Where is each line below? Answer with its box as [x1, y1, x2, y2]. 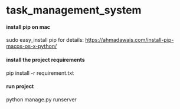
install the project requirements [6, 56, 86, 63]
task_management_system [6, 4, 142, 17]
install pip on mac [6, 23, 51, 30]
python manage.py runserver [6, 95, 77, 103]
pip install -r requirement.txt [6, 69, 74, 77]
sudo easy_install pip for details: [6, 37, 84, 44]
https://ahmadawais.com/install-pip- [85, 37, 174, 44]
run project [6, 83, 34, 90]
